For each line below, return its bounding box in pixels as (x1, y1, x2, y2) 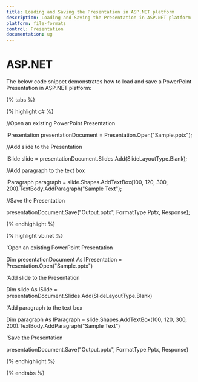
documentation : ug (6, 32, 53, 38)
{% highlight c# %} (6, 108, 54, 116)
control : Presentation (6, 26, 64, 32)
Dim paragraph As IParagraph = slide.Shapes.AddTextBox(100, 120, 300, (6, 316, 188, 323)
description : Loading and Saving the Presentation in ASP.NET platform (6, 15, 191, 21)
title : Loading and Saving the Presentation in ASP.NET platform (6, 9, 174, 15)
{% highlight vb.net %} (6, 232, 64, 240)
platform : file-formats (6, 20, 67, 26)
